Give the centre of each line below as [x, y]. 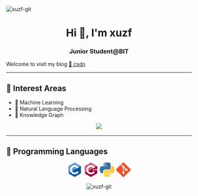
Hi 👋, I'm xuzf [99, 33]
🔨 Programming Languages [57, 151]
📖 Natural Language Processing [53, 109]
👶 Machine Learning [39, 103]
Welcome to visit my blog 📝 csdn [46, 64]
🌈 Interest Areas [36, 88]
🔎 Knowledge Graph [39, 115]
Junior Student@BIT [99, 51]
